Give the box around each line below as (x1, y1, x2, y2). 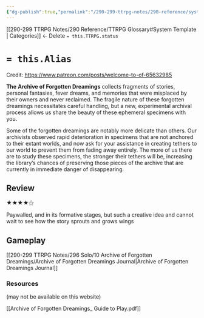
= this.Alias (6, 53, 72, 64)
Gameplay (6, 235, 46, 246)
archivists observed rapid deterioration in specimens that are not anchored (6, 133, 194, 140)
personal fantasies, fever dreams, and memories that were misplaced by (6, 89, 187, 96)
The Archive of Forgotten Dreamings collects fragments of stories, (6, 83, 175, 90)
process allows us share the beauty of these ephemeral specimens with (6, 109, 186, 116)
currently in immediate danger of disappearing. (6, 165, 124, 173)
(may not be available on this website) (6, 293, 101, 300)
